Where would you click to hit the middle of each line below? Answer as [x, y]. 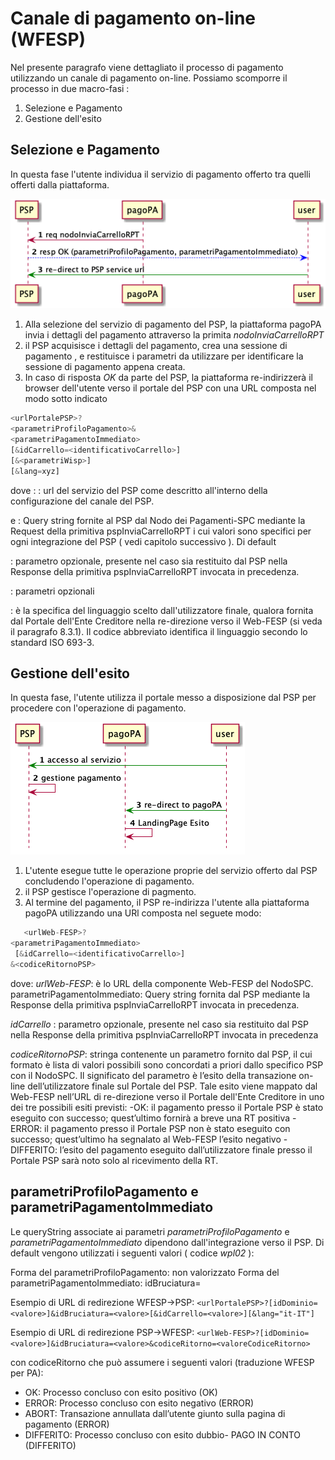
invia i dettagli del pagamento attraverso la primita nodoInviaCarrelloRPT [174, 335]
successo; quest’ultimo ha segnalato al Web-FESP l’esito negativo [146, 1139]
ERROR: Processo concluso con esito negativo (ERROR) [139, 1403]
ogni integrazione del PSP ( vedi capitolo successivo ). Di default [143, 541]
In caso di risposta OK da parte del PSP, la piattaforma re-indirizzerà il [168, 378]
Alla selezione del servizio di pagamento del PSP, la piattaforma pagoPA [173, 324]
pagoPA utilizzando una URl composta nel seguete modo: [143, 913]
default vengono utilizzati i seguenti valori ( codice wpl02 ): [132, 1253]
